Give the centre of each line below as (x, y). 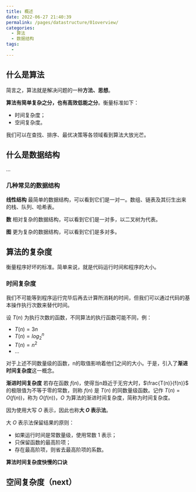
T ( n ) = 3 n (26, 329)
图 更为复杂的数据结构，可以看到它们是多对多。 (63, 231)
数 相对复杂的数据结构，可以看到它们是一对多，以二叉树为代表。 (83, 219)
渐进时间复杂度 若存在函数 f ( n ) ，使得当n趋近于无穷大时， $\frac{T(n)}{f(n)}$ (97, 383)
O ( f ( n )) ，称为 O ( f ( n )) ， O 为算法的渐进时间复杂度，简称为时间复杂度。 (90, 397)
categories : (20, 28)
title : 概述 (20, 11)
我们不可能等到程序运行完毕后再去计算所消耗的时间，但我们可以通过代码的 (95, 298)
